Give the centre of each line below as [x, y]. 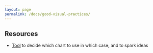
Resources [21, 34]
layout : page [18, 9]
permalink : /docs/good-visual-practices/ [48, 14]
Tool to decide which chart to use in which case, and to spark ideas [80, 45]
